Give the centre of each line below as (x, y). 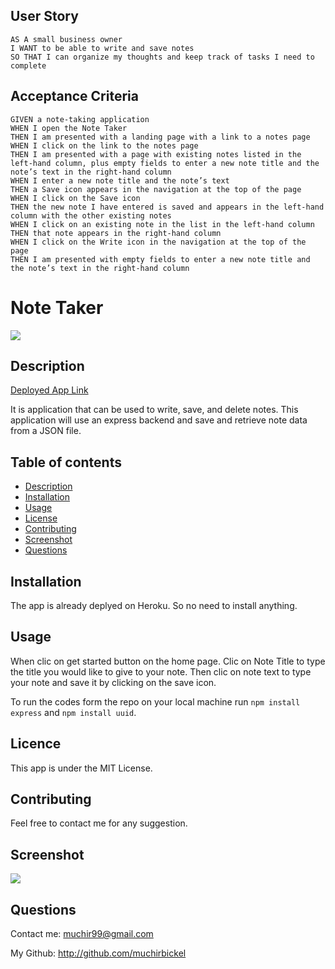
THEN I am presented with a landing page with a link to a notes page (160, 137)
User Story (44, 16)
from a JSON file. (46, 431)
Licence (36, 744)
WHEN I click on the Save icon (75, 198)
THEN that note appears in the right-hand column (116, 233)
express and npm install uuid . (73, 712)
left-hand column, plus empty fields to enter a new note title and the (165, 163)
